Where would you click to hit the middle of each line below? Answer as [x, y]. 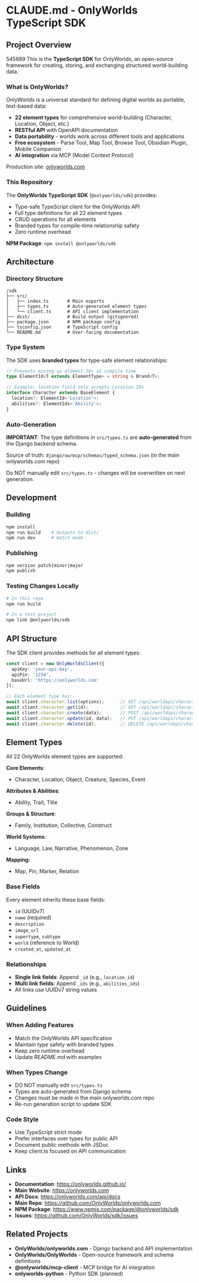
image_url [27, 931]
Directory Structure [35, 278]
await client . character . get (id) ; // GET [71, 708]
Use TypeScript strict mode [48, 1133]
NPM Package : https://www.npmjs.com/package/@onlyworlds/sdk [97, 1210]
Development [32, 498]
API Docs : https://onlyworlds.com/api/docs [68, 1197]
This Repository [30, 182]
